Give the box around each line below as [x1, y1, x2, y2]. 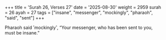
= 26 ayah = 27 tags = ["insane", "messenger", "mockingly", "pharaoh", [5, 9, 153, 15]
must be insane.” [5, 30, 40, 35]
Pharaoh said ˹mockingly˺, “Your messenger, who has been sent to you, [5, 24, 153, 30]
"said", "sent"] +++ [5, 15, 45, 20]
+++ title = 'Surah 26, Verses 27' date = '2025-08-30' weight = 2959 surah [5, 4, 161, 10]
